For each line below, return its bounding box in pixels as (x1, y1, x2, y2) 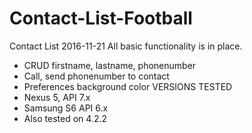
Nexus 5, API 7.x (23, 91, 91, 103)
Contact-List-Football (9, 7, 193, 30)
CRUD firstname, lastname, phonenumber (23, 59, 197, 71)
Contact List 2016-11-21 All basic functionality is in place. (9, 40, 243, 52)
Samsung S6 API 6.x (23, 102, 109, 114)
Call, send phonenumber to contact (23, 70, 170, 82)
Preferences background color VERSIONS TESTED (23, 80, 233, 92)
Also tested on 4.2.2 (23, 112, 107, 124)
